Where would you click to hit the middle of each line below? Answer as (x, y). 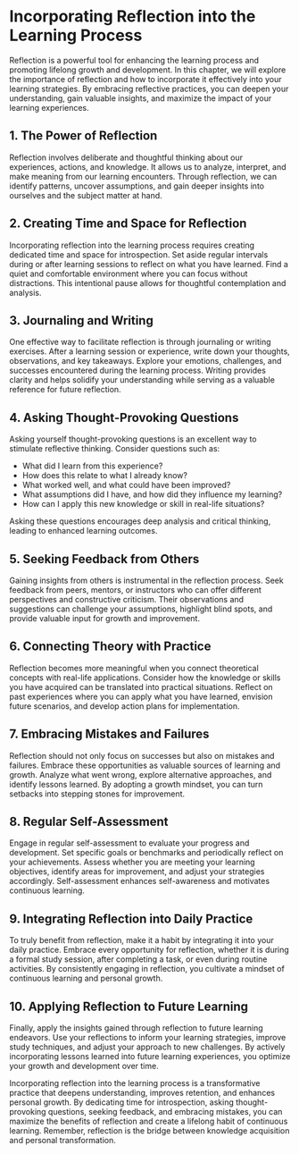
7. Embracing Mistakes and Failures (109, 734)
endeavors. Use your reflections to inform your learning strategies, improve (148, 1038)
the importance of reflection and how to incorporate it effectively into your (145, 79)
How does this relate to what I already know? (104, 476)
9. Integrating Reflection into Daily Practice (131, 918)
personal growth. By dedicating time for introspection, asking (122, 1102)
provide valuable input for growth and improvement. (105, 618)
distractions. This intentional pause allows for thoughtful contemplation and (148, 282)
